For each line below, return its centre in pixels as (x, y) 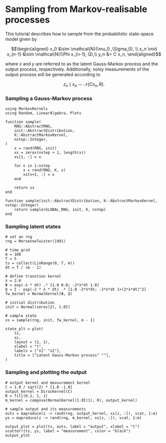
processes (27, 20)
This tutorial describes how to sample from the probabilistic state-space (79, 34)
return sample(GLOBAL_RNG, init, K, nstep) (60, 210)
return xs (24, 188)
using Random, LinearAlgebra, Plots (43, 113)
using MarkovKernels (27, 109)
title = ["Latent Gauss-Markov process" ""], (62, 355)
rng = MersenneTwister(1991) (35, 242)
